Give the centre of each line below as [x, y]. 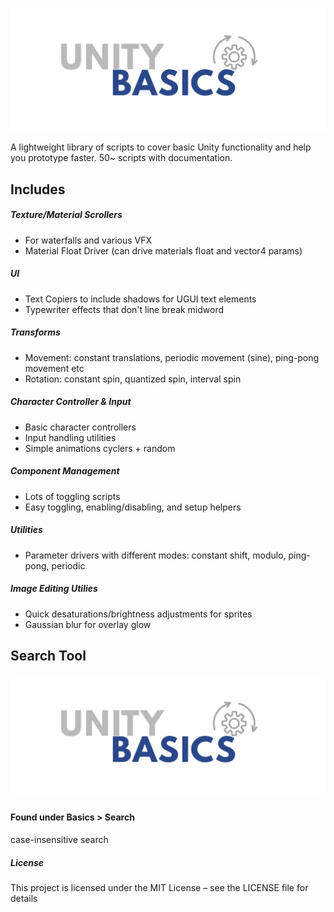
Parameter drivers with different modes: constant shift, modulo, [155, 555]
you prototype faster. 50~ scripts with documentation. [121, 158]
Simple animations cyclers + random [100, 448]
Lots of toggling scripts [72, 496]
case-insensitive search [59, 840]
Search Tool [48, 655]
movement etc [54, 368]
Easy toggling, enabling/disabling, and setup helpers [133, 507]
